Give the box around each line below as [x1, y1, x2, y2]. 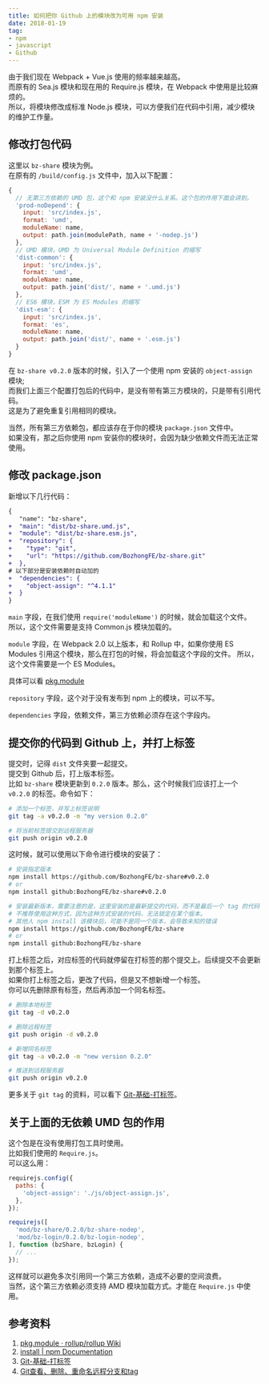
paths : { [15, 1181, 45, 1189]
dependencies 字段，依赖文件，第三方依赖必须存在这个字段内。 [8, 710, 215, 720]
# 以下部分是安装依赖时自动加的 [8, 566, 99, 575]
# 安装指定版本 [8, 866, 52, 874]
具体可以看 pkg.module [8, 676, 85, 686]
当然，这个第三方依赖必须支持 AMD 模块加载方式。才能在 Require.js [8, 1281, 235, 1290]
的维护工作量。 [8, 112, 58, 121]
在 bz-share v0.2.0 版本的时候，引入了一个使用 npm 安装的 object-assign [8, 365, 253, 375]
